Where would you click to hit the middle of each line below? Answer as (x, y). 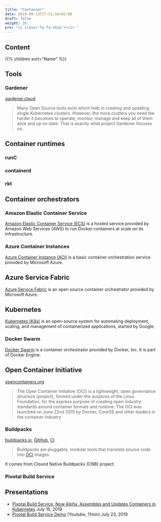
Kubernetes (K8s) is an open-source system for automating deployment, (77, 321)
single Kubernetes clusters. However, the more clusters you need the (86, 113)
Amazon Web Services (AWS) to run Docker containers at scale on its (74, 229)
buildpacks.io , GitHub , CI (30, 440)
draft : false (18, 18)
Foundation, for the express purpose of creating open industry (79, 401)
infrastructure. (19, 234)
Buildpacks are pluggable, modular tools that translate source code (84, 449)
